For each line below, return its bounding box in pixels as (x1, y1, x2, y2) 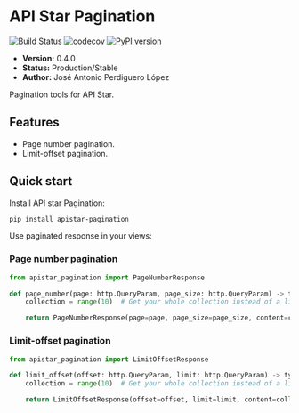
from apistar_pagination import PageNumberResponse (9, 273, 205, 282)
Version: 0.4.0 (21, 53, 76, 63)
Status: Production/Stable (21, 62, 118, 73)
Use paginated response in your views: (9, 231, 153, 241)
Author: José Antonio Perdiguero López (21, 71, 170, 82)
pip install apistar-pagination (9, 215, 129, 223)
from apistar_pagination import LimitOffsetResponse (9, 354, 209, 364)
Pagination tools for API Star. (9, 89, 115, 100)
